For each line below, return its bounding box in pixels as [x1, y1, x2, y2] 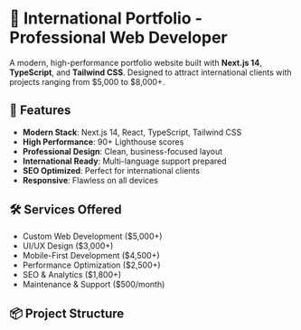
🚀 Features [9, 103, 71, 118]
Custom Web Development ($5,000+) [22, 231, 163, 241]
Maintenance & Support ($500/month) [22, 278, 165, 289]
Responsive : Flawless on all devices [22, 174, 158, 185]
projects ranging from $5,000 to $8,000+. [9, 76, 165, 87]
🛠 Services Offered [9, 203, 122, 218]
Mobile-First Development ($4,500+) [22, 250, 160, 260]
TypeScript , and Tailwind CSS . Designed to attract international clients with [9, 67, 292, 78]
